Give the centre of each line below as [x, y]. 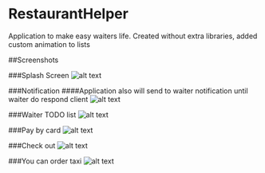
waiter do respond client [48, 99]
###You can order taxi [45, 161]
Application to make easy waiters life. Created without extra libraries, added [133, 36]
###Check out [32, 145]
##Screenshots [34, 60]
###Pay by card [35, 130]
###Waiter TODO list [42, 114]
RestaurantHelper [69, 14]
